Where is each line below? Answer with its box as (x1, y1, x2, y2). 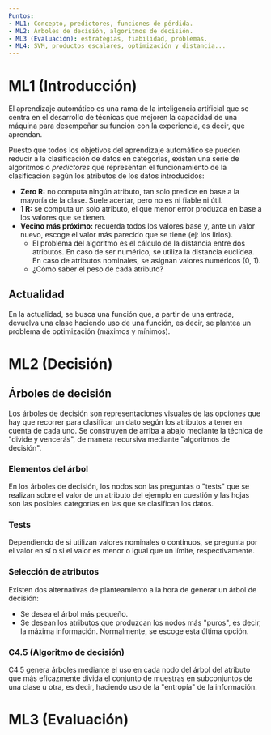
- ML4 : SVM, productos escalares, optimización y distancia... (8, 42, 227, 50)
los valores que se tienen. (19, 212, 107, 223)
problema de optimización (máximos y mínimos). (8, 326, 171, 336)
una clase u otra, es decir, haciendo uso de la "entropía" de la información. (8, 682, 257, 692)
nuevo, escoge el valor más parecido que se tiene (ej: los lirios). (19, 230, 233, 240)
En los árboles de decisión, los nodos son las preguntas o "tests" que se (8, 481, 250, 491)
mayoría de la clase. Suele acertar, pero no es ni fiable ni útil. (19, 195, 223, 205)
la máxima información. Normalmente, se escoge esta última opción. (19, 626, 249, 636)
